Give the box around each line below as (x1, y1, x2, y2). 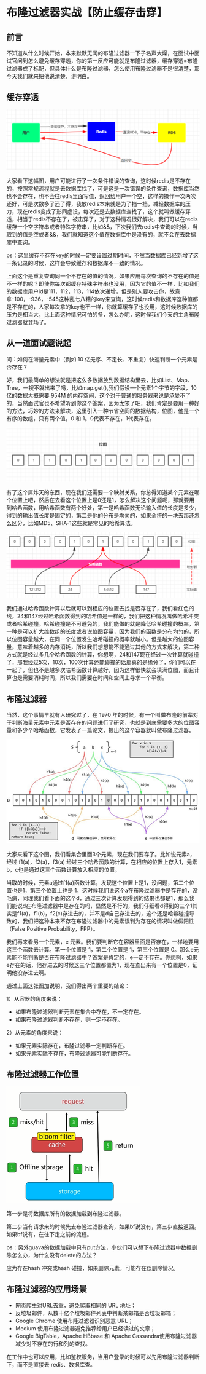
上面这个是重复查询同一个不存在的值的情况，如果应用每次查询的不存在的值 (6, 272, 194, 280)
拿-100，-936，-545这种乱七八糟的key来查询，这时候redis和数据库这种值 (6, 295, 193, 302)
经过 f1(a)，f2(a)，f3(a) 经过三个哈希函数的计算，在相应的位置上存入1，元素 (6, 858, 198, 866)
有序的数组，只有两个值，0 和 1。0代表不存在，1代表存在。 (6, 414, 155, 422)
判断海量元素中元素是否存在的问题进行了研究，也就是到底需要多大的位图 (11, 719, 194, 726)
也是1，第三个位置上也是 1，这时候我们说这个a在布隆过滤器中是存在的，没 (11, 886, 198, 894)
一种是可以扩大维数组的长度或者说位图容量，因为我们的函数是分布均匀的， (6, 628, 194, 635)
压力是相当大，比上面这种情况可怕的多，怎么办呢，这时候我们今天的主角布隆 (6, 310, 200, 318)
